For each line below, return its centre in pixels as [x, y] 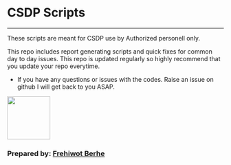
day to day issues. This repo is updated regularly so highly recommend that [114, 58]
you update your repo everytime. [54, 66]
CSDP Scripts [46, 13]
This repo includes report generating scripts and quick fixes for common [110, 51]
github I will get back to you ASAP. [66, 87]
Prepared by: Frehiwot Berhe [56, 153]
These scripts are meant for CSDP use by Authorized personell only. [104, 38]
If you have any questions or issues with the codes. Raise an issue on [115, 79]
